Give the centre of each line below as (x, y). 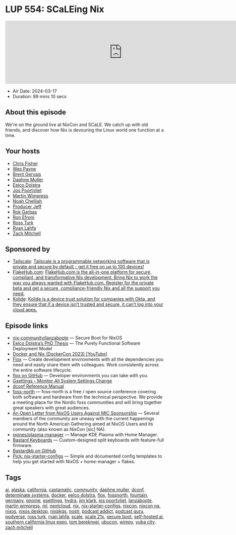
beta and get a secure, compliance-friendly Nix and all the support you (86, 288)
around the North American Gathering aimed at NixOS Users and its (83, 424)
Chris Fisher (25, 163)
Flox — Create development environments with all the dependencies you (88, 359)
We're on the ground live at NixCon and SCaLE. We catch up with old (77, 125)
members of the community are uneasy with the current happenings (83, 419)
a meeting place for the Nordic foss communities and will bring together (87, 402)
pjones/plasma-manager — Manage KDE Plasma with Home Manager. (85, 435)
